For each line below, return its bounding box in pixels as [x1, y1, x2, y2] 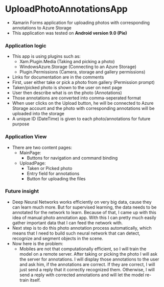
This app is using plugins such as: [12, 53, 81, 59]
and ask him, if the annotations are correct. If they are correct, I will [19, 261, 155, 267]
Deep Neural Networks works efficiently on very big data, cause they [12, 199, 152, 205]
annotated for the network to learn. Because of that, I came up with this [12, 209, 157, 215]
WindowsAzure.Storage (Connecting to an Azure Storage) [19, 64, 137, 70]
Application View [5, 133, 47, 140]
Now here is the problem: [12, 240, 64, 246]
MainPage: [19, 149, 42, 155]
